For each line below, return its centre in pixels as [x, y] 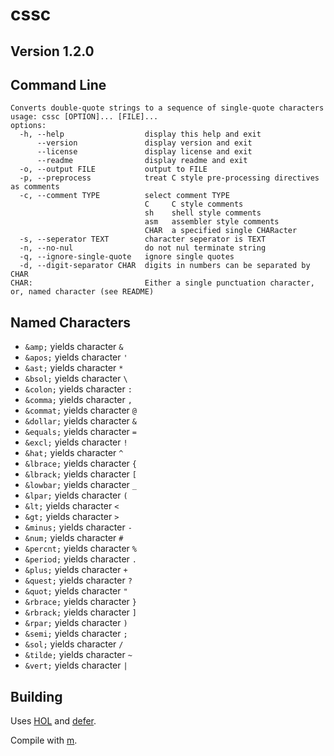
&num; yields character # [74, 538]
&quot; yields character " [76, 591]
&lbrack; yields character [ [80, 474]
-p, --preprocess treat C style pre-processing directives [169, 178]
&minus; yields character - [78, 527]
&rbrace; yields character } [80, 602]
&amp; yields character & [74, 347]
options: [28, 126]
